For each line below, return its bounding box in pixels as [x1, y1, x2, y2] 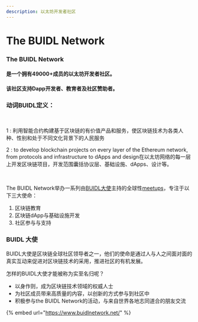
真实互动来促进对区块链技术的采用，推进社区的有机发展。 [6, 257, 146, 264]
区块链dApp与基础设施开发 [14, 212, 80, 219]
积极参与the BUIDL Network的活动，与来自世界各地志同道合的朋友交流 [14, 297, 186, 304]
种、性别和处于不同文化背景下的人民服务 [6, 134, 105, 142]
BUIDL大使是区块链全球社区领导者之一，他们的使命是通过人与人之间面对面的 [6, 250, 193, 257]
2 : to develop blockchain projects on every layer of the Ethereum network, [6, 146, 188, 153]
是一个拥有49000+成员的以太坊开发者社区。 [6, 70, 115, 77]
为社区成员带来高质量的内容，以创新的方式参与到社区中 [14, 290, 150, 297]
